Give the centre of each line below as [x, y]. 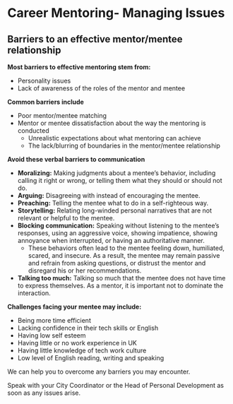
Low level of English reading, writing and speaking [91, 358]
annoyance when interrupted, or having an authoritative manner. [111, 240]
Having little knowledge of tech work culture [82, 350]
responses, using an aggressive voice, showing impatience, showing [117, 233]
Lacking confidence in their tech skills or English [88, 328]
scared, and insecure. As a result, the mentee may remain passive [124, 255]
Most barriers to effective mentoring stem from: [79, 67]
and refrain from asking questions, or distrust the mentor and [117, 263]
